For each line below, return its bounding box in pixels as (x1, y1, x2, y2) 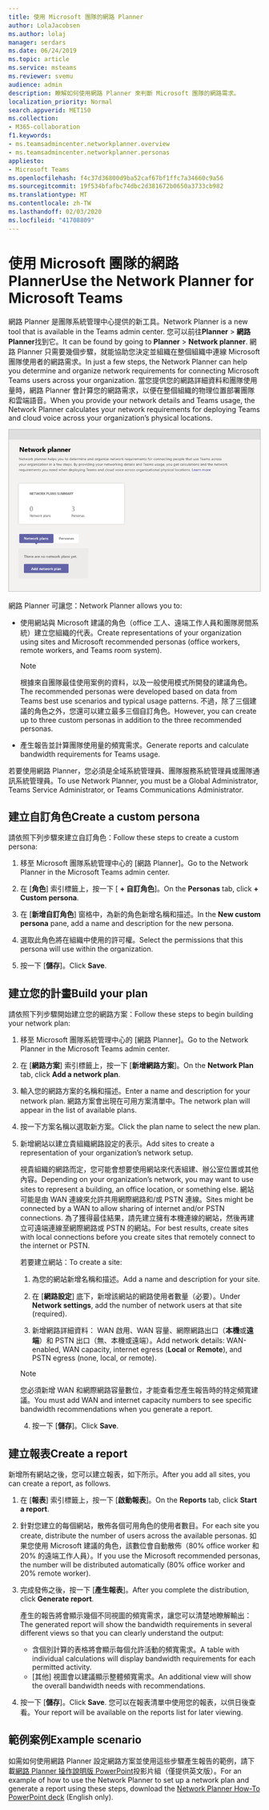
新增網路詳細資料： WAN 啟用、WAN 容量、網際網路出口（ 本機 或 (31, 1326, 247, 1335)
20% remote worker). (19, 1568, 91, 1578)
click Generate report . (19, 1594, 94, 1604)
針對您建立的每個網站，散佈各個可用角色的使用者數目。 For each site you (19, 1521, 260, 1530)
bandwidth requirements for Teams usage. (19, 749, 161, 759)
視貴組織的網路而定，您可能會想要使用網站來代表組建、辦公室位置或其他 (19, 1164, 259, 1174)
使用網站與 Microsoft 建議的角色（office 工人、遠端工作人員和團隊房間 (19, 618, 252, 627)
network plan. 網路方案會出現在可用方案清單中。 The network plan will (19, 1096, 251, 1106)
